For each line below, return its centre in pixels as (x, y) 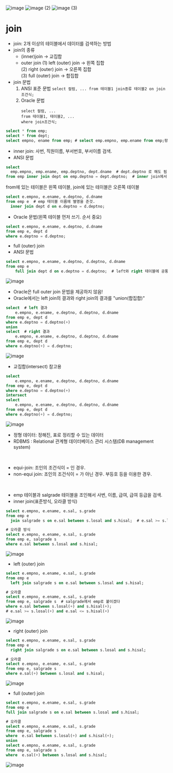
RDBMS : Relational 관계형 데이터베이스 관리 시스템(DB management (83, 441)
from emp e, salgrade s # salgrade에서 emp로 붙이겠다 (63, 602)
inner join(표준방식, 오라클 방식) (45, 501)
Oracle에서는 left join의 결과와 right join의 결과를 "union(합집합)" (79, 298)
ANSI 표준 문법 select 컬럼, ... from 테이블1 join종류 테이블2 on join (93, 88)
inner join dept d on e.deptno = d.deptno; (57, 206)
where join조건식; (39, 122)
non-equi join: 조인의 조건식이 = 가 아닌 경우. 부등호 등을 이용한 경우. (83, 474)
